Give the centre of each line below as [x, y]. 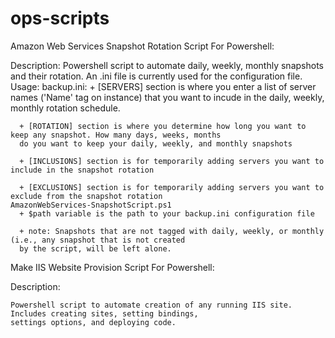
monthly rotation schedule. [65, 108]
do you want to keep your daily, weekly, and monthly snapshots [156, 143]
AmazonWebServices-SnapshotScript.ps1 [91, 205]
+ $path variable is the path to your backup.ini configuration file [167, 213]
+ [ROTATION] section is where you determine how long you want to [163, 126]
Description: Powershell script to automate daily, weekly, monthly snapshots [167, 65]
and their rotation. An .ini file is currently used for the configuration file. [156, 76]
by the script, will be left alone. [95, 248]
